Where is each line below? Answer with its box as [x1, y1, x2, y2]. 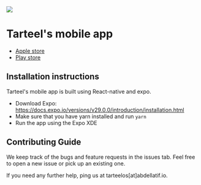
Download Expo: [15, 99, 57, 107]
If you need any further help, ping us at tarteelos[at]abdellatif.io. [6, 172, 168, 179]
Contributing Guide [6, 137, 82, 148]
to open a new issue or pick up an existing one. [6, 159, 126, 167]
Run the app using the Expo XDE [15, 119, 98, 126]
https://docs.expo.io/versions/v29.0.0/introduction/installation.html [15, 106, 184, 113]
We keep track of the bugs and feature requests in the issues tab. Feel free [6, 153, 195, 160]
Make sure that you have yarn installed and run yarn [15, 113, 147, 120]
